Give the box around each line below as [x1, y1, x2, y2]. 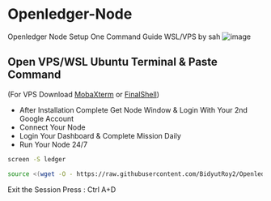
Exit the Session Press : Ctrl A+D [7, 184, 116, 195]
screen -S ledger [7, 155, 66, 163]
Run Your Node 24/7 [19, 139, 88, 149]
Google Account [19, 113, 74, 123]
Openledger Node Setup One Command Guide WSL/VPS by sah [7, 32, 221, 41]
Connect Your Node [19, 122, 86, 132]
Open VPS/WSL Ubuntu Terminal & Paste [7, 55, 218, 69]
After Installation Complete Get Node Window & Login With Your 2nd [19, 105, 248, 114]
